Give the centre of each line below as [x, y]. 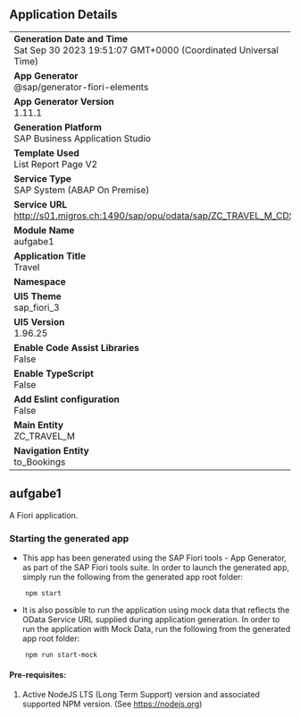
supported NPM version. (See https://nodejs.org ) [112, 704]
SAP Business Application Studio [83, 138]
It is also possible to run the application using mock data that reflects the [156, 610]
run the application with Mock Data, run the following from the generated [156, 628]
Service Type [42, 178]
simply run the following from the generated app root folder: [133, 577]
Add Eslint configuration [67, 399]
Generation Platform [58, 127]
